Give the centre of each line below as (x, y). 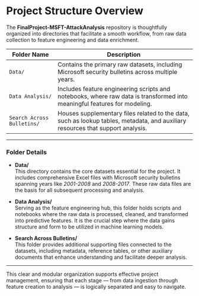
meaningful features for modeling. (105, 104)
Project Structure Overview (75, 11)
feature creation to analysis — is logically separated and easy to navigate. (96, 287)
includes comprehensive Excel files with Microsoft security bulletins (97, 178)
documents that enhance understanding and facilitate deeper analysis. (101, 257)
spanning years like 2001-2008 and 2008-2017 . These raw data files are (103, 184)
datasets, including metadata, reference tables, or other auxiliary (94, 251)
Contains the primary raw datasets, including (120, 65)
